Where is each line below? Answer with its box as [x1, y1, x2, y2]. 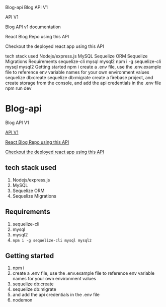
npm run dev [5, 85, 32, 91]
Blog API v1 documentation [5, 24, 61, 30]
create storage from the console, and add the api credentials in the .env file [5, 80, 161, 86]
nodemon [12, 297, 33, 303]
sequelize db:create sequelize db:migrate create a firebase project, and [5, 75, 153, 80]
